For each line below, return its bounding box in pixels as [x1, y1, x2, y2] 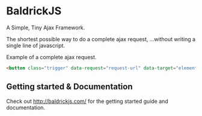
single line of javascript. [6, 42, 65, 49]
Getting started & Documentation [6, 82, 133, 92]
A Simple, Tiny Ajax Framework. [6, 24, 85, 31]
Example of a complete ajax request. [6, 53, 97, 60]
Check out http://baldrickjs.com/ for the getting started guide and [6, 97, 168, 105]
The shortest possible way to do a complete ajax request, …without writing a [6, 35, 196, 42]
